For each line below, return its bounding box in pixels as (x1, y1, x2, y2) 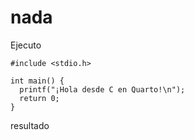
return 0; (19, 93, 60, 103)
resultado (10, 119, 50, 131)
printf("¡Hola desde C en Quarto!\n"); (19, 84, 186, 95)
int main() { (10, 76, 65, 86)
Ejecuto (10, 39, 42, 51)
